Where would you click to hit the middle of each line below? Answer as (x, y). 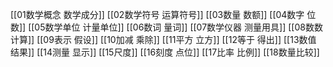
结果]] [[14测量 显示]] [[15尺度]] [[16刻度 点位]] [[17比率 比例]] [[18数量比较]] (165, 52)
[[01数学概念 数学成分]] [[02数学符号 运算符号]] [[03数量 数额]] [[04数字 (157, 14)
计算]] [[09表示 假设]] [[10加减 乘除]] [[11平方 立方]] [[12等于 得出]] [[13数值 (163, 39)
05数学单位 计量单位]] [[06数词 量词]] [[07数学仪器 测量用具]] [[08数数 (178, 27)
